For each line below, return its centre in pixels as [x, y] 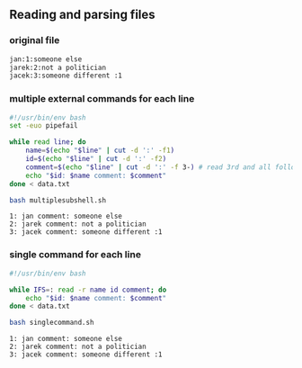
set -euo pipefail [44, 126]
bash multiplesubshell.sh [58, 200]
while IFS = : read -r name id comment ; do [88, 290]
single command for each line [75, 255]
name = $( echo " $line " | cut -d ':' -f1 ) [100, 151]
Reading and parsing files [82, 15]
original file [35, 40]
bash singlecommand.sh [52, 323]
